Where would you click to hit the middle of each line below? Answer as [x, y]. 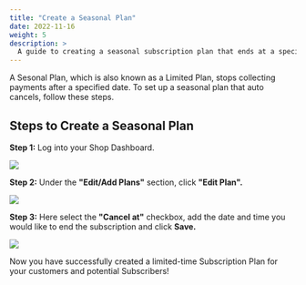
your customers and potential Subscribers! [90, 270]
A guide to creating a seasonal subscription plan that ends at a [146, 52]
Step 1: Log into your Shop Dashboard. [82, 148]
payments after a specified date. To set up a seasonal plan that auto [137, 87]
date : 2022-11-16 [42, 26]
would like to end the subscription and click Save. [103, 226]
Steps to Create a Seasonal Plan [102, 125]
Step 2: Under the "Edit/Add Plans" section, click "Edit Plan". [126, 182]
